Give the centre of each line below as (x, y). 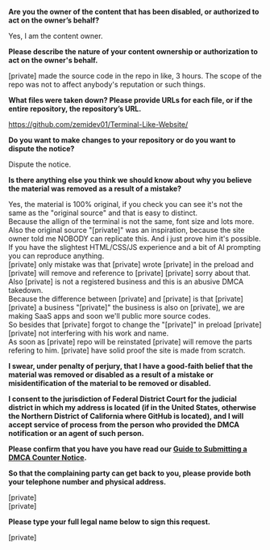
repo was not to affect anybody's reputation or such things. (107, 85)
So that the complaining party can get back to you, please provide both (130, 473)
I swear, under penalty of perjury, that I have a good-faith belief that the (131, 366)
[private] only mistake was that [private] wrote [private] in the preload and (131, 264)
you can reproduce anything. (56, 256)
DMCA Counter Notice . (48, 457)
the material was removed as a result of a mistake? (95, 188)
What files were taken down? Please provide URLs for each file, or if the (131, 100)
